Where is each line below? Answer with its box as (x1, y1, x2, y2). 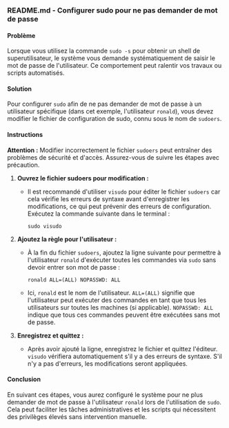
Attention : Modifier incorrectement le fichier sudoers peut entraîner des (7, 146, 212, 154)
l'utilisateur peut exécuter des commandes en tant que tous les (27, 296, 207, 304)
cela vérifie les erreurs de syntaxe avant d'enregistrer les (27, 194, 190, 203)
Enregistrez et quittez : (17, 331, 84, 339)
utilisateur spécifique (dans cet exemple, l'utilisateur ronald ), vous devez (7, 107, 214, 115)
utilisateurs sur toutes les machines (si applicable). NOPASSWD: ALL (27, 303, 214, 311)
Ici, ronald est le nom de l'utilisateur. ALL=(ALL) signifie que (27, 288, 195, 297)
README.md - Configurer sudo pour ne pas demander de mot (7, 6, 219, 15)
